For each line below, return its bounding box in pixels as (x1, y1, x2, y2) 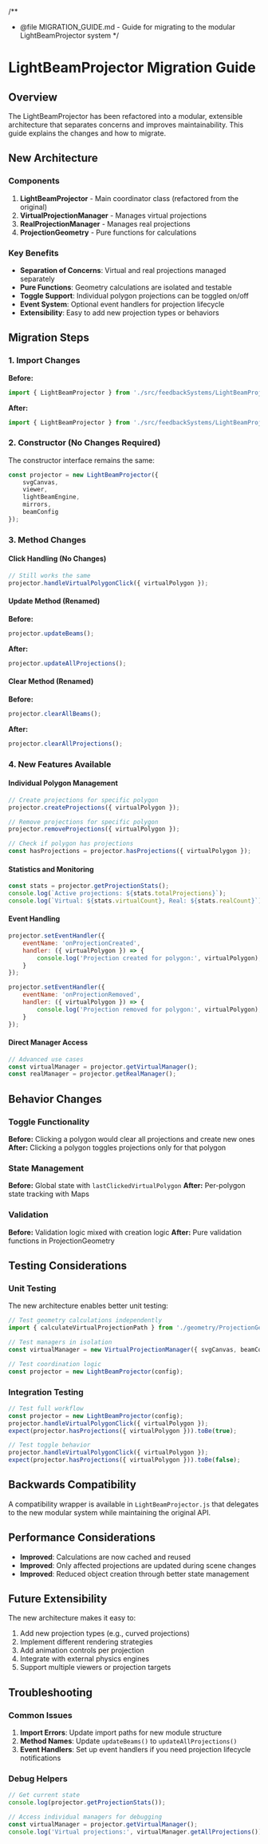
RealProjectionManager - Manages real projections (19, 219, 191, 228)
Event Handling (8, 914, 61, 924)
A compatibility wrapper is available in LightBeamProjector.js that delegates (8, 1499, 259, 1509)
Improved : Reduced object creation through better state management (19, 1569, 250, 1578)
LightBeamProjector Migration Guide (8, 59, 257, 77)
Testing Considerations (8, 1259, 128, 1273)
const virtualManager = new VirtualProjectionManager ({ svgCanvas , (8, 1345, 238, 1353)
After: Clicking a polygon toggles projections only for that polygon (8, 1143, 227, 1152)
